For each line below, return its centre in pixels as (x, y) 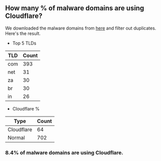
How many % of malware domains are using (75, 8)
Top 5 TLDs (24, 43)
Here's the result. (23, 33)
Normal (16, 137)
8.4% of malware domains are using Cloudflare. (64, 152)
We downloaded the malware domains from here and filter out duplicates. (81, 28)
